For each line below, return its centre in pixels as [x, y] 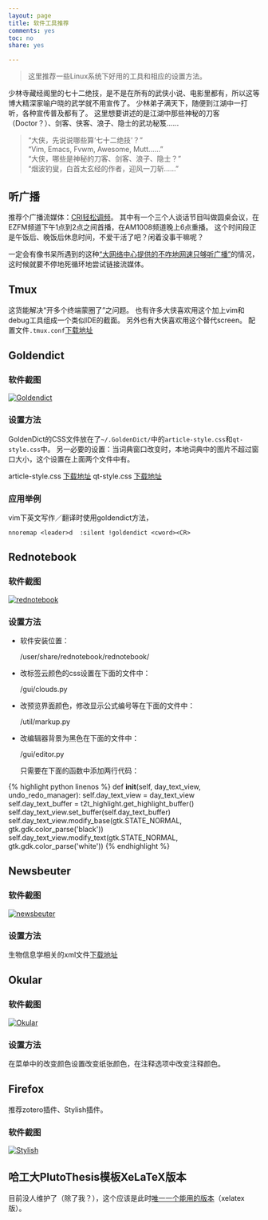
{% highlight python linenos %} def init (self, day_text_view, [104, 787]
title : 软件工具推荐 [39, 23]
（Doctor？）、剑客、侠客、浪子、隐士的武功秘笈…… [94, 123]
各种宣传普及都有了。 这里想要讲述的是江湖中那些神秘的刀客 [121, 114]
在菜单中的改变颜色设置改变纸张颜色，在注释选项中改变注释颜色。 [116, 1063]
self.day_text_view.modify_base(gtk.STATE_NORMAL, [95, 821]
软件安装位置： [44, 641]
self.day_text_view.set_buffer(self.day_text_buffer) [90, 812]
